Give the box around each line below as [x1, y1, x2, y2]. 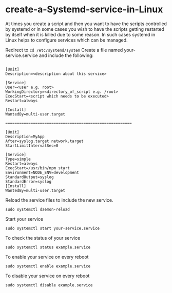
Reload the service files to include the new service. [5, 197, 113, 203]
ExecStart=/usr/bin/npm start [5, 165, 70, 170]
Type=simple [5, 157, 31, 162]
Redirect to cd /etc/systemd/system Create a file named [5, 47, 123, 53]
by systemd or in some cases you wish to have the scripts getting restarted [5, 26, 164, 32]
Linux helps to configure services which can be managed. [5, 37, 128, 43]
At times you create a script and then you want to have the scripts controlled [5, 21, 167, 27]
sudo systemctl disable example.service [5, 282, 93, 288]
